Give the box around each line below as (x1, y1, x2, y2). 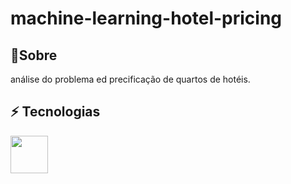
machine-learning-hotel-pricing (10, 7, 283, 30)
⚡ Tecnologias (10, 103, 101, 121)
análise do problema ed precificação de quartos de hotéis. (10, 73, 251, 85)
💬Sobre (10, 47, 58, 64)
